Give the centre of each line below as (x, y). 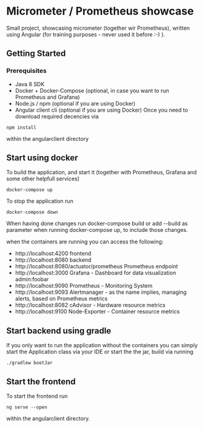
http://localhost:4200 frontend (53, 254)
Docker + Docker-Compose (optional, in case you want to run (92, 90)
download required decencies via (57, 116)
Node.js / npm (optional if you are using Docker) (75, 103)
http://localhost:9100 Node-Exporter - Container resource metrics (97, 311)
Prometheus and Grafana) (47, 97)
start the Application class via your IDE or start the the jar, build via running (100, 352)
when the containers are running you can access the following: (85, 242)
